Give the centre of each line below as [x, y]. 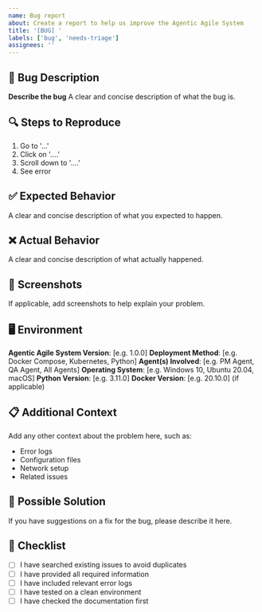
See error [35, 171]
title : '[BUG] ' [35, 30]
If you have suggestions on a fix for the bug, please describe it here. [120, 520]
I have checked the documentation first [84, 601]
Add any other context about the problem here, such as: [100, 435]
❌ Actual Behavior [54, 240]
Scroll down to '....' [50, 162]
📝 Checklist [37, 546]
